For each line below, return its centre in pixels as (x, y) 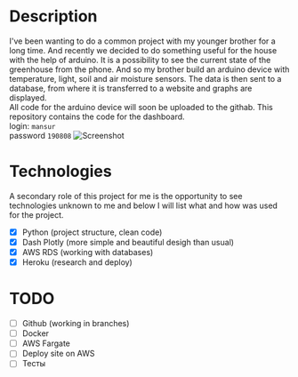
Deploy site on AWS (58, 354)
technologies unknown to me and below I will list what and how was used (144, 205)
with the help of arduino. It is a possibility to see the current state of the (140, 60)
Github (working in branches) (76, 324)
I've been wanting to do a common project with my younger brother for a (142, 41)
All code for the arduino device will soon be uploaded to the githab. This (141, 107)
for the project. (36, 214)
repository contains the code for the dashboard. (97, 116)
